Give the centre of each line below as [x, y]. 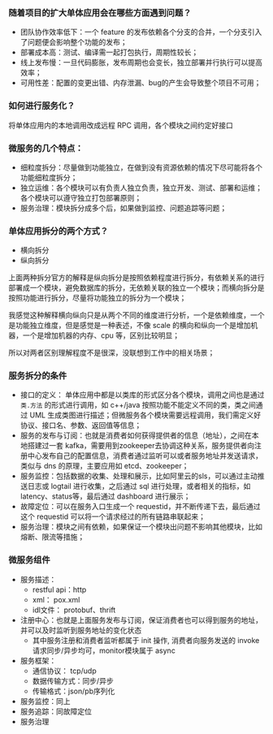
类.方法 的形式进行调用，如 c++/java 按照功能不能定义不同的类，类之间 [138, 405]
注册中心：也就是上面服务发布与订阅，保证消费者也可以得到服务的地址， [141, 620]
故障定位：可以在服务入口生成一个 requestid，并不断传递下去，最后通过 [140, 507]
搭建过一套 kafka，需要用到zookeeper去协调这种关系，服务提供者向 [141, 446]
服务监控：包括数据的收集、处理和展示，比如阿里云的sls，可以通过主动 [139, 476]
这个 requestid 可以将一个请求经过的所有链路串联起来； [113, 516]
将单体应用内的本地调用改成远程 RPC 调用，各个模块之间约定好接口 [121, 125]
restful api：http [59, 589]
